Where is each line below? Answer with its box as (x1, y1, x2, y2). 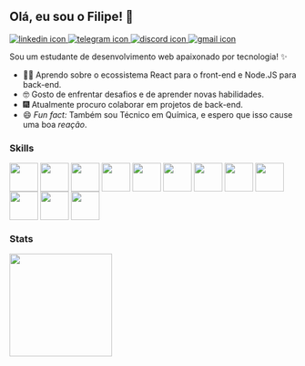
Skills (9, 141, 35, 154)
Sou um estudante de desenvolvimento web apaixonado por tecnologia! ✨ (9, 51, 288, 62)
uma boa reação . (22, 119, 87, 130)
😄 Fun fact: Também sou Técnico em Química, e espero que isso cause (22, 109, 293, 120)
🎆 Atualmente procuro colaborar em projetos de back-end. (22, 99, 244, 110)
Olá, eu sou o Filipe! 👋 (9, 9, 134, 25)
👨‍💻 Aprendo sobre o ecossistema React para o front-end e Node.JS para (22, 69, 297, 80)
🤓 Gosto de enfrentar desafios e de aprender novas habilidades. (22, 89, 264, 99)
